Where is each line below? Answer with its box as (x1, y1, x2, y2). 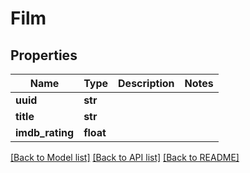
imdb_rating (15, 126, 75, 139)
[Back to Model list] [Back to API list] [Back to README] (10, 152, 240, 163)
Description (118, 77, 175, 90)
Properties (10, 47, 78, 64)
